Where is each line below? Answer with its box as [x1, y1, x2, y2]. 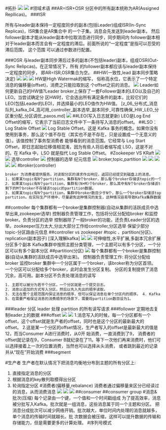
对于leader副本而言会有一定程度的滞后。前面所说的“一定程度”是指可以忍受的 [5, 41, 161, 47]
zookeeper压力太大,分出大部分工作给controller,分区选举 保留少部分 [13, 223, 150, 229]
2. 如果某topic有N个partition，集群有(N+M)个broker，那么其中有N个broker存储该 [5, 181, 159, 186]
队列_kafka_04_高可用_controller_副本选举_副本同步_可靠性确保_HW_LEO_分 [5, 107, 159, 112]
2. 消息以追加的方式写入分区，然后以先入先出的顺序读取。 [5, 287, 108, 292]
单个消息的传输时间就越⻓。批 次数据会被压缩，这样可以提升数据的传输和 [12, 413, 161, 419]
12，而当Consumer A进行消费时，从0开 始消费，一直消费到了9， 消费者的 [5, 331, 156, 336]
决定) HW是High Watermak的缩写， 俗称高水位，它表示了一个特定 [5, 76, 158, 82]
